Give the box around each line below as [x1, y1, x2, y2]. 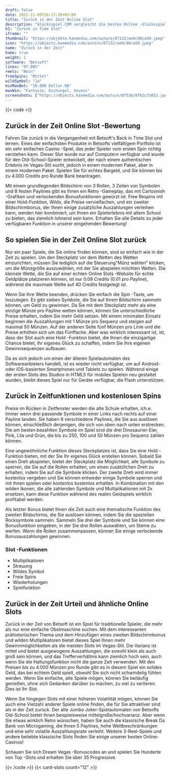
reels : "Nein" [5, 69, 36, 74]
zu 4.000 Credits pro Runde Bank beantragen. [5, 173, 102, 179]
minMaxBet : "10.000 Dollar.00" [5, 83, 72, 88]
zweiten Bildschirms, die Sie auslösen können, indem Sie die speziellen [5, 512, 154, 518]
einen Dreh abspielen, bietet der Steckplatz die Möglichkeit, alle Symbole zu [5, 458, 165, 464]
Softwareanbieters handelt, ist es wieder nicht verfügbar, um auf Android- [5, 361, 160, 367]
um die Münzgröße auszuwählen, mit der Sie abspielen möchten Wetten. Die [5, 265, 166, 271]
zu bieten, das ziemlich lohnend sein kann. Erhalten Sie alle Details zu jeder [5, 215, 163, 222]
